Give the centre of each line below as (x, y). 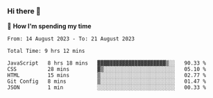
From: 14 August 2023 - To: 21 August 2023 (71, 39)
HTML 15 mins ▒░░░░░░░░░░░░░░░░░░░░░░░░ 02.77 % (107, 76)
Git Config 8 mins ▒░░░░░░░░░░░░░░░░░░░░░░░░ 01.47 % (107, 82)
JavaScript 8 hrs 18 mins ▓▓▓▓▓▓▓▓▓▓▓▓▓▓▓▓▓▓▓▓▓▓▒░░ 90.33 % (107, 63)
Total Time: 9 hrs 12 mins (46, 51)
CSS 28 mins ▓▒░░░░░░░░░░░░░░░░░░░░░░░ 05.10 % (107, 70)
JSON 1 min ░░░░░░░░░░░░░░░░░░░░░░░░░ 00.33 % (107, 88)
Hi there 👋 (24, 11)
